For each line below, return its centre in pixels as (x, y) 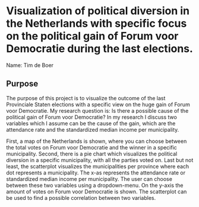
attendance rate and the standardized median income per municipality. (93, 129)
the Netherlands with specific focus (97, 23)
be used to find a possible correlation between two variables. (81, 198)
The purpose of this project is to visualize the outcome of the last (86, 98)
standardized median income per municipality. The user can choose (89, 179)
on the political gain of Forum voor (92, 36)
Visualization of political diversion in (98, 11)
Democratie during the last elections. (99, 49)
